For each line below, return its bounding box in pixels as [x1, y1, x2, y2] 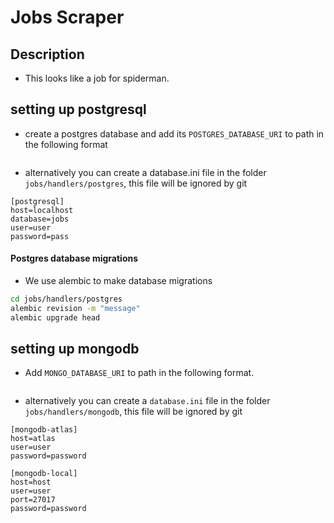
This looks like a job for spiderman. [24, 72, 170, 84]
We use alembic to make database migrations [24, 275, 213, 287]
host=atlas [10, 434, 56, 444]
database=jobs [10, 214, 70, 224]
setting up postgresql [10, 101, 147, 118]
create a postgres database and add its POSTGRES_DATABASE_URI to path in [24, 127, 325, 140]
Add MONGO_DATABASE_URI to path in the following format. [24, 367, 255, 379]
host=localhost [10, 205, 74, 215]
